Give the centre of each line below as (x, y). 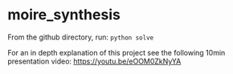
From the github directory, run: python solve (81, 37)
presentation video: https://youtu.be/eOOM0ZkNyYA (94, 61)
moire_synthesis (64, 15)
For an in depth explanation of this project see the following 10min (117, 52)
